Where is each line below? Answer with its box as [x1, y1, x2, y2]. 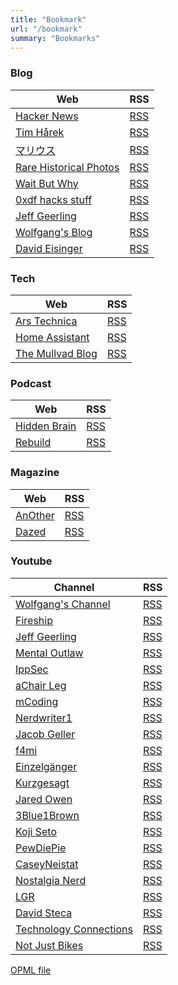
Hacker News [15, 109, 79, 123]
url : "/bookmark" [10, 24, 83, 34]
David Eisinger [15, 241, 83, 255]
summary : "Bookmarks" [10, 33, 101, 43]
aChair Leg [15, 678, 67, 692]
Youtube [10, 554, 53, 568]
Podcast [10, 376, 52, 390]
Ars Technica [15, 314, 78, 328]
